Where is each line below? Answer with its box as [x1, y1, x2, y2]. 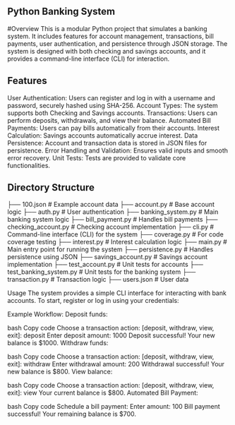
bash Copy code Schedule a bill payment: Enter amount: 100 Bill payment [7, 402, 220, 411]
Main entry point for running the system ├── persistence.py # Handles [7, 245, 214, 253]
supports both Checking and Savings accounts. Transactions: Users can [7, 109, 217, 117]
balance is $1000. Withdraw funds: [7, 339, 109, 347]
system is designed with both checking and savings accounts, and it [7, 47, 206, 55]
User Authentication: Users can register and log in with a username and [7, 93, 215, 102]
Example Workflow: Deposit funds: [7, 310, 108, 318]
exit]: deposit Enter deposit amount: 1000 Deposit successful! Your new [7, 331, 215, 340]
